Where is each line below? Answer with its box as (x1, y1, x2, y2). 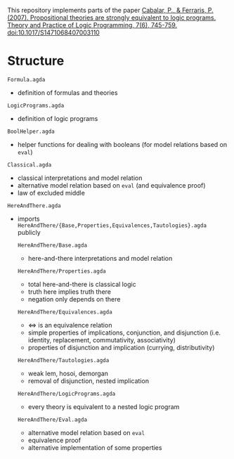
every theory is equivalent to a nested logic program (27, 402, 180, 410)
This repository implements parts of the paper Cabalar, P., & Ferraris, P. (7, 6, 214, 14)
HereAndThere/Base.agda (17, 242, 88, 249)
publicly (17, 228, 41, 236)
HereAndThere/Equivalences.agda (17, 309, 112, 316)
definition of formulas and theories (17, 88, 118, 97)
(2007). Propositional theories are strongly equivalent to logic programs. (7, 13, 216, 22)
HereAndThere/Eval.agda (17, 416, 88, 423)
